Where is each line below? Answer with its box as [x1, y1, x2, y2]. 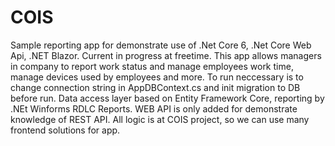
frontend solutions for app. [10, 124, 121, 136]
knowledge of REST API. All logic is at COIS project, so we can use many [10, 113, 310, 125]
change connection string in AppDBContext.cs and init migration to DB [10, 81, 301, 93]
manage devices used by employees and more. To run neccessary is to [10, 71, 304, 83]
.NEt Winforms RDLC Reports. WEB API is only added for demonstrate [10, 102, 298, 115]
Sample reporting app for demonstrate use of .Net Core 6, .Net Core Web [10, 39, 312, 51]
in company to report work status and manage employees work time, [10, 60, 294, 72]
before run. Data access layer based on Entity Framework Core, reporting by [10, 92, 325, 104]
